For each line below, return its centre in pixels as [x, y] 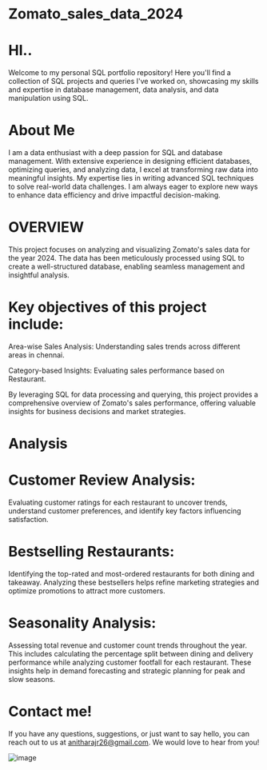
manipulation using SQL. [48, 98]
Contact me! [50, 712]
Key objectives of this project [108, 307]
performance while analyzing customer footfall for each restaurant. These [130, 662]
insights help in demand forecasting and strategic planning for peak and [127, 670]
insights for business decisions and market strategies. [97, 411]
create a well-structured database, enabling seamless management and [127, 266]
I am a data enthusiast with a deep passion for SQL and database [116, 153]
